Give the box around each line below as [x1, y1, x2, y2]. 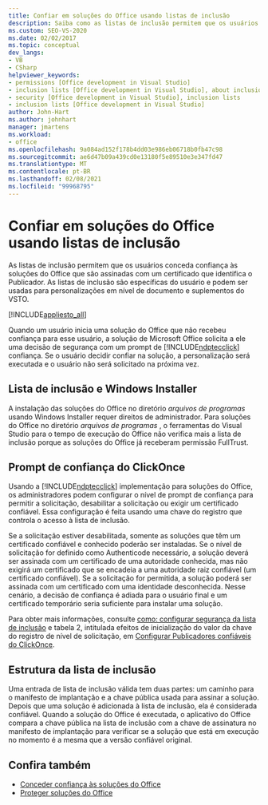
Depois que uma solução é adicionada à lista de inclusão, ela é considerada [8, 701, 258, 711]
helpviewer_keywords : [8, 71, 81, 79]
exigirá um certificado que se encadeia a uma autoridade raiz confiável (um [8, 565, 257, 575]
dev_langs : [8, 49, 45, 57]
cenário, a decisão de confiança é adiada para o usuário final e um [8, 590, 227, 600]
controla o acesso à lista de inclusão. [8, 516, 130, 525]
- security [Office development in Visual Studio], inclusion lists [8, 93, 241, 101]
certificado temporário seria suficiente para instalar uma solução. [8, 599, 223, 609]
